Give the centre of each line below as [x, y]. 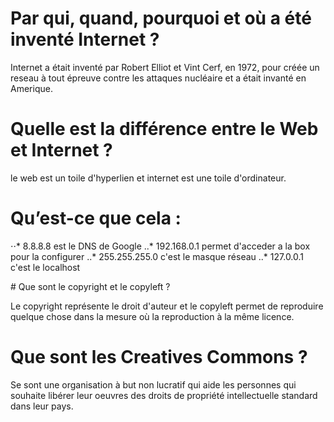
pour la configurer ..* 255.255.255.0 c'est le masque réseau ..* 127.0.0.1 [157, 256]
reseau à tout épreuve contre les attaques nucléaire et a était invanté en [158, 78]
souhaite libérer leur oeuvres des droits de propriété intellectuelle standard [164, 395]
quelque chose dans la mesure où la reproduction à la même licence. [152, 316]
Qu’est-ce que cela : [96, 218]
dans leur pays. [42, 406]
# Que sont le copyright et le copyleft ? [90, 286]
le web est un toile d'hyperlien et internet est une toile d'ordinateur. [148, 178]
